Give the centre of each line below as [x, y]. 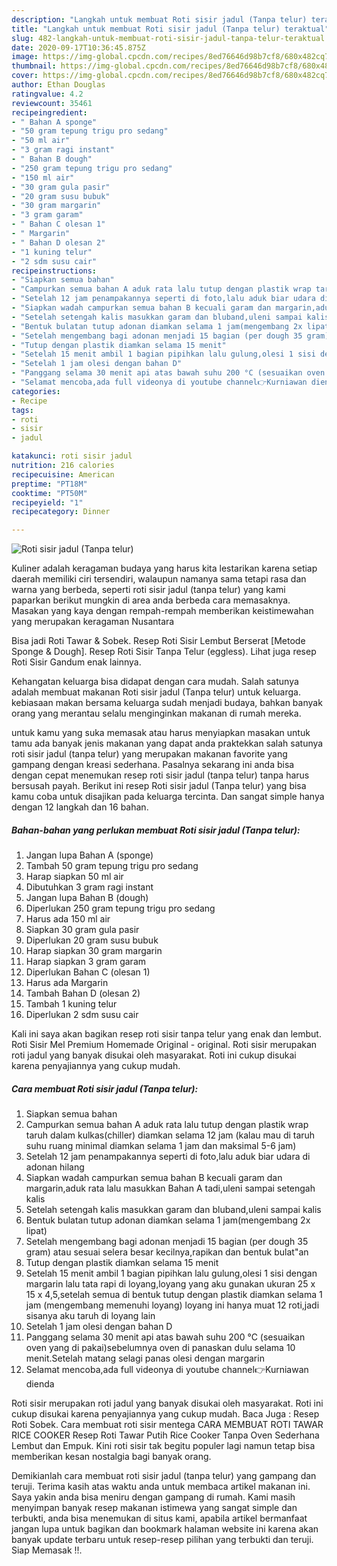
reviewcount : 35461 [52, 103]
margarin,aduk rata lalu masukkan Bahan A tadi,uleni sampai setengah [170, 1188]
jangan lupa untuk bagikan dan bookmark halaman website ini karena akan [165, 1529]
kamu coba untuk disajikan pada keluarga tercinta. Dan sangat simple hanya [168, 797]
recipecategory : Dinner [61, 512]
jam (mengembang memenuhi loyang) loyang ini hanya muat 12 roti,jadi [172, 1305]
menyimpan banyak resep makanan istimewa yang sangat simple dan [154, 1508]
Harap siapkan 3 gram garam [86, 962]
